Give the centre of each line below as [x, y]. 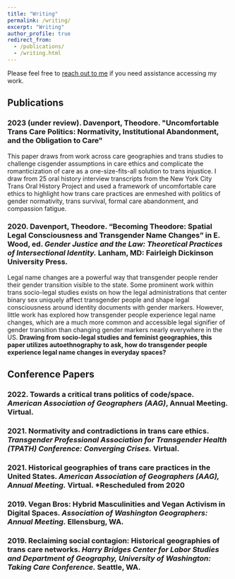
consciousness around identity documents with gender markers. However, [115, 307]
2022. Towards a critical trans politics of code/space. [101, 394]
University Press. [38, 262]
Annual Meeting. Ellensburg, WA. [66, 521]
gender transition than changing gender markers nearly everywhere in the [115, 329]
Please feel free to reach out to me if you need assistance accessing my [112, 73]
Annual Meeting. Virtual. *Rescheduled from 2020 [96, 485]
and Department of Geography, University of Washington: [109, 558]
